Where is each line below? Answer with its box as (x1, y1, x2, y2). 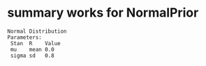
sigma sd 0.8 (10, 52, 54, 59)
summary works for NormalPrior (7, 5, 199, 21)
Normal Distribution (7, 28, 68, 35)
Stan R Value (10, 40, 61, 47)
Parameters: (7, 33, 42, 41)
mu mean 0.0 (10, 46, 54, 53)
